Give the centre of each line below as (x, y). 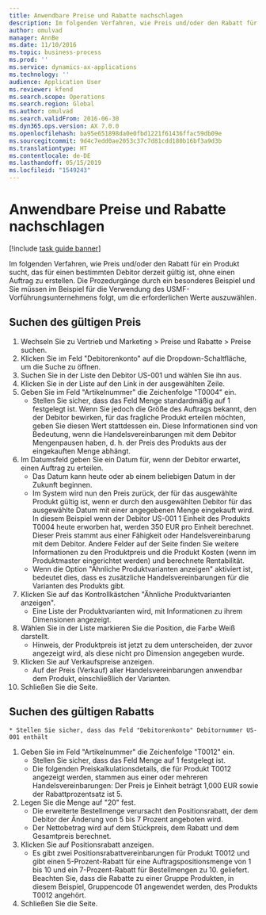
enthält (36, 737)
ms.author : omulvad (41, 112)
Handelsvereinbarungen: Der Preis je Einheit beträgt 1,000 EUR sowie (145, 785)
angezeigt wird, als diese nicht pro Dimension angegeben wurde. (138, 653)
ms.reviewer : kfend (41, 89)
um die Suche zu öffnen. (61, 366)
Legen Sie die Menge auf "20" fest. (78, 802)
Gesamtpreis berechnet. (72, 836)
